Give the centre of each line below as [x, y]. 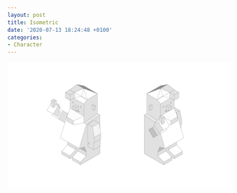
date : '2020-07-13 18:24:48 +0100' [60, 30]
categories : [25, 37]
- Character [25, 45]
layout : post [27, 15]
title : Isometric [33, 22]
